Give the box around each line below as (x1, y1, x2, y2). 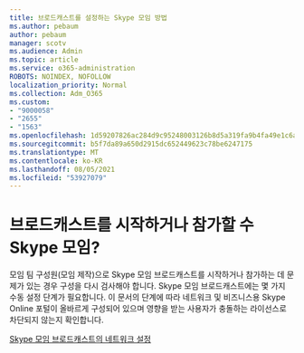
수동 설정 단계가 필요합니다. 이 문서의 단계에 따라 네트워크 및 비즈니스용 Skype (9, 291, 286, 303)
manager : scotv (9, 38, 67, 48)
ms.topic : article (9, 55, 79, 64)
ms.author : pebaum (9, 22, 79, 31)
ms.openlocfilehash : (9, 131, 88, 140)
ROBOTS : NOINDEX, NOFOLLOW (9, 72, 111, 81)
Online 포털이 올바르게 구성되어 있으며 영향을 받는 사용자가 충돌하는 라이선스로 (9, 303, 287, 314)
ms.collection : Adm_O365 (9, 89, 103, 98)
